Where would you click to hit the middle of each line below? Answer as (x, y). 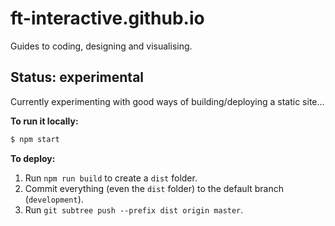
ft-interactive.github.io (107, 18)
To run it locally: (44, 121)
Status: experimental (77, 77)
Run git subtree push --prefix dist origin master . (134, 209)
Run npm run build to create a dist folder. (111, 178)
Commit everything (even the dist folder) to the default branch (154, 188)
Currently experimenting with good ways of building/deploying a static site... (167, 101)
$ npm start (35, 139)
